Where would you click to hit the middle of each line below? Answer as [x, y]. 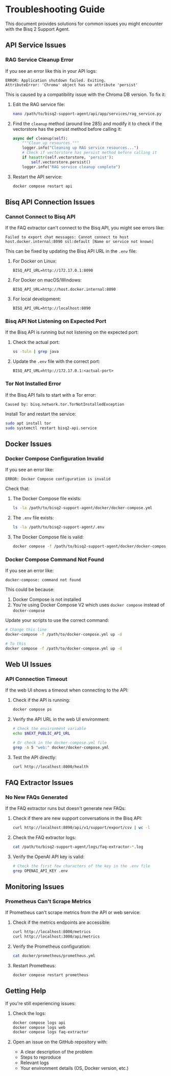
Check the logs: [29, 1013]
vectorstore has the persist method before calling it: [67, 129]
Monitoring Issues [35, 887]
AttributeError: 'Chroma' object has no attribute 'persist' [72, 85]
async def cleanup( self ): [40, 138]
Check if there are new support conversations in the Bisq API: [77, 818]
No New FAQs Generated [36, 797]
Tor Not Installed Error [33, 384]
